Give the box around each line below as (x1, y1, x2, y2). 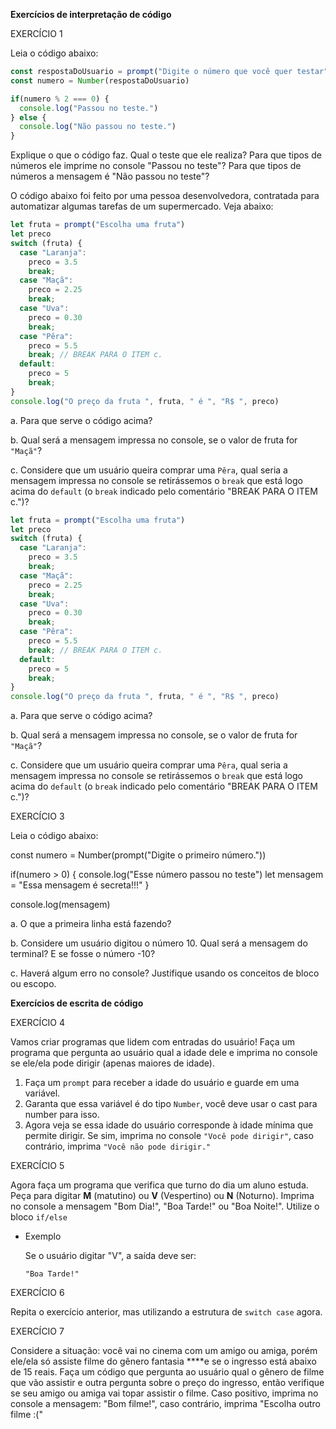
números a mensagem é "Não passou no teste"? (10, 170, 210, 183)
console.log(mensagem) (10, 899, 111, 911)
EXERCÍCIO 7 (10, 1325, 65, 1338)
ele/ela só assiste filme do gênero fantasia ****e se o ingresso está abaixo (10, 1355, 317, 1368)
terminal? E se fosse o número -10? (10, 948, 156, 960)
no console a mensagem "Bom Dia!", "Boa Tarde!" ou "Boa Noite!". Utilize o (10, 1200, 320, 1213)
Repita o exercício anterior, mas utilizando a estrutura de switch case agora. (10, 1306, 323, 1318)
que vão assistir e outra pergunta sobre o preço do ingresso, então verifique (10, 1377, 325, 1389)
